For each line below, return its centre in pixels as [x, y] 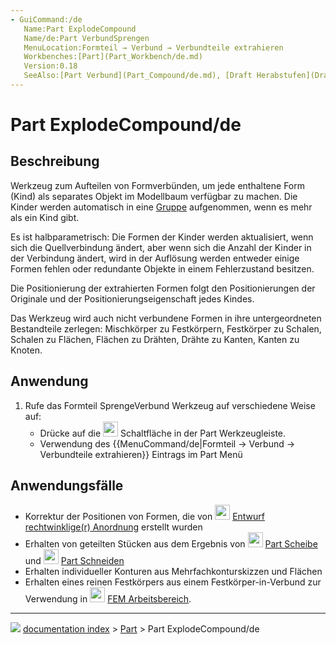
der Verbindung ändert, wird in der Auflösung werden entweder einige [155, 258]
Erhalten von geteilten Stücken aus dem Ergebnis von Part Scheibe [171, 543]
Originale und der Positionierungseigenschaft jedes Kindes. [132, 298]
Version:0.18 [50, 66]
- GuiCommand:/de [46, 19]
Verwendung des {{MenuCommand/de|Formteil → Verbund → [167, 443]
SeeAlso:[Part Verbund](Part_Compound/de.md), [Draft [138, 76]
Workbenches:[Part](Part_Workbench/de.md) [113, 57]
